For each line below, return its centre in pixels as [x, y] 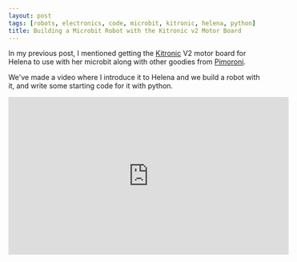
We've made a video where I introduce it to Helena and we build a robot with [134, 78]
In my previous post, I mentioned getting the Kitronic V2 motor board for [127, 54]
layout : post [30, 16]
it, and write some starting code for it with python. [91, 86]
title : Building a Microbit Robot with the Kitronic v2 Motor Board [125, 30]
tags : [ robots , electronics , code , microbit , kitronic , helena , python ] [132, 23]
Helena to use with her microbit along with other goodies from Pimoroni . [127, 62]
